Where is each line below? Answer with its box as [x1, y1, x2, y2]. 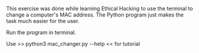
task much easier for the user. [6, 18, 80, 24]
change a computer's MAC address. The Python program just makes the [6, 11, 184, 18]
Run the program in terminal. [6, 29, 76, 36]
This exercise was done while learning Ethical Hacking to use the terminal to [6, 5, 194, 12]
